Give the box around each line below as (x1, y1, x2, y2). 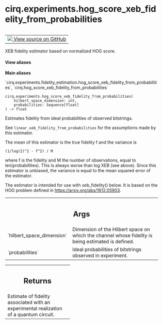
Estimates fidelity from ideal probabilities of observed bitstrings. (5, 115, 133, 121)
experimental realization (7, 305, 63, 312)
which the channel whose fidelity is (72, 232, 153, 239)
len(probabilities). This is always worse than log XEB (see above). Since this (5, 162, 157, 168)
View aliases (5, 59, 32, 65)
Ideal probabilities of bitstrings (72, 246, 142, 252)
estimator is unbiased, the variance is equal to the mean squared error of (5, 168, 151, 174)
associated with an (7, 299, 50, 306)
